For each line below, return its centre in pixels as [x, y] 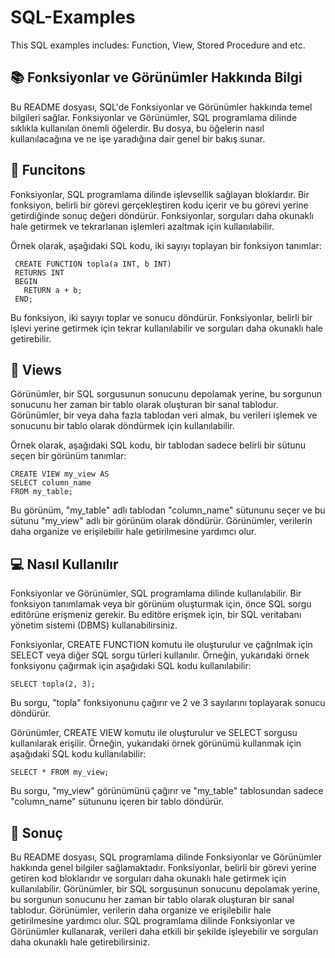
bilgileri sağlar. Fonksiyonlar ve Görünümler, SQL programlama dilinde [154, 117]
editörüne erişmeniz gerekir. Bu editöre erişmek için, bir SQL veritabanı [156, 615]
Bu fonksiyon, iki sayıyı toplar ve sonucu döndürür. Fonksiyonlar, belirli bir [161, 317]
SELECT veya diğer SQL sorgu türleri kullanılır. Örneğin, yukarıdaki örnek [160, 655]
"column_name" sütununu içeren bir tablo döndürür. [117, 802]
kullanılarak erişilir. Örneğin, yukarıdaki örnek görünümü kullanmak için [156, 743]
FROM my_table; [42, 492]
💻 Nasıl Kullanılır [64, 564]
